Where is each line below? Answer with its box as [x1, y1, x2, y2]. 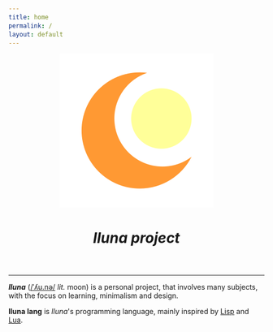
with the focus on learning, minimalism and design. [8, 291, 179, 300]
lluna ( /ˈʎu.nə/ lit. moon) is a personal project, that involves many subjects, [8, 282, 258, 291]
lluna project [93, 228, 180, 247]
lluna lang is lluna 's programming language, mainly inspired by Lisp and [8, 306, 249, 316]
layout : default [8, 30, 63, 38]
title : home [8, 13, 49, 21]
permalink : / [8, 21, 53, 30]
